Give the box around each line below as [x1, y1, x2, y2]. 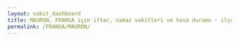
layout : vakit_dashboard [7, 10, 81, 17]
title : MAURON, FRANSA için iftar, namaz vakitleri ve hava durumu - [7, 17, 218, 24]
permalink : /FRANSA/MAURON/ [7, 23, 91, 30]
